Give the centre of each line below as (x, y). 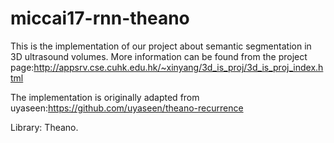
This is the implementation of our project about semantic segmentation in (161, 46)
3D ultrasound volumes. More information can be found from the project (159, 56)
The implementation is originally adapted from (105, 97)
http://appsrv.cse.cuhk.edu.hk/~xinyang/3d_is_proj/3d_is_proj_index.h (178, 67)
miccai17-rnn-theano (100, 18)
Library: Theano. (44, 127)
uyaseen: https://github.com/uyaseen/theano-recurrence (127, 108)
